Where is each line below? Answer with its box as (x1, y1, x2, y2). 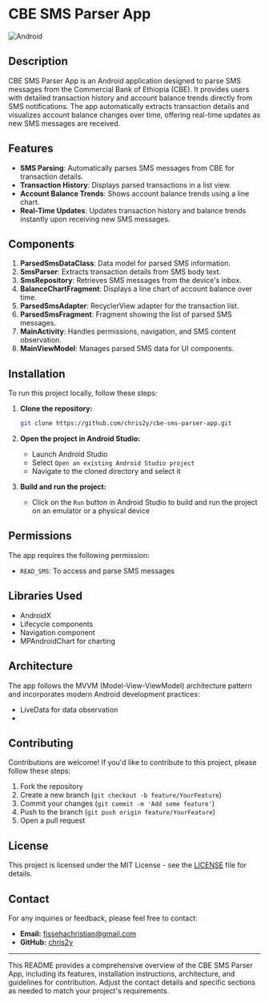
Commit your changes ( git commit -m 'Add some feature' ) (19, 799, 215, 808)
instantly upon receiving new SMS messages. (19, 214, 171, 224)
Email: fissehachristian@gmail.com (19, 928, 137, 938)
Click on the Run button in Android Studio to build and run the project (31, 498, 258, 508)
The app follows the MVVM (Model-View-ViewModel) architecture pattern (8, 681, 252, 690)
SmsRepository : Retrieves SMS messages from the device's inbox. (19, 276, 242, 285)
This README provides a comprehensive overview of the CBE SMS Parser (8, 960, 254, 970)
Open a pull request (19, 815, 86, 826)
